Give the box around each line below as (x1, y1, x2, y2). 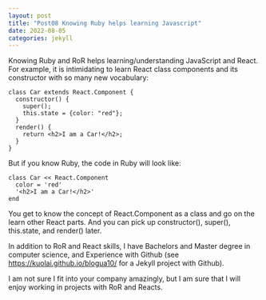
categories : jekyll (8, 34, 73, 42)
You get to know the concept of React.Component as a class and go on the (8, 209, 256, 218)
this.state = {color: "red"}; (22, 110, 124, 118)
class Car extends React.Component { (8, 89, 134, 97)
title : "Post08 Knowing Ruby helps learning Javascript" (8, 19, 202, 27)
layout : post (8, 11, 52, 20)
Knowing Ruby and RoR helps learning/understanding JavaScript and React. (8, 56, 258, 66)
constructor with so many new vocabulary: (8, 73, 149, 82)
